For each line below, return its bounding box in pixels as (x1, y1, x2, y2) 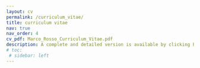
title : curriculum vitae (6, 20, 68, 25)
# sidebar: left (8, 53, 49, 59)
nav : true (6, 25, 31, 31)
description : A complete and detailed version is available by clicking (6, 42, 190, 48)
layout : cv (6, 8, 33, 15)
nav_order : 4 (6, 31, 39, 37)
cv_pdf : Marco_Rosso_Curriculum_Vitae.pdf (6, 36, 113, 42)
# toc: (6, 47, 23, 53)
